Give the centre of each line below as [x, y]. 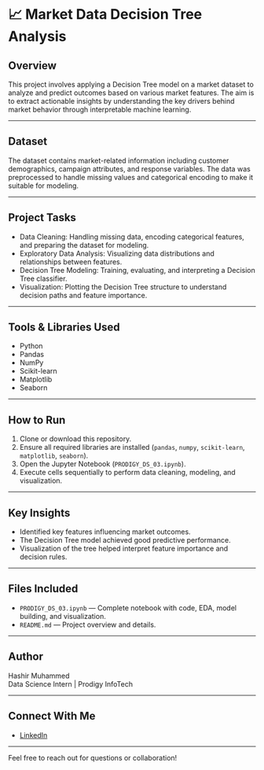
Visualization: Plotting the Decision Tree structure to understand [123, 286]
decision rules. [43, 557]
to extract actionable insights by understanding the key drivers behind [121, 101]
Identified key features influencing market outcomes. [105, 532]
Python [31, 346]
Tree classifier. [43, 278]
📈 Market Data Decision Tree [105, 15]
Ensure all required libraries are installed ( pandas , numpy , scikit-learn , [132, 448]
